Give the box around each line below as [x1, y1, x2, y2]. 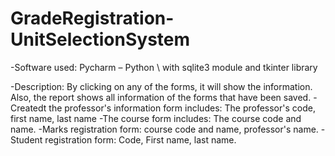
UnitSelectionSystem [10, 28, 191, 51]
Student [10, 133, 43, 146]
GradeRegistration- [10, 7, 175, 30]
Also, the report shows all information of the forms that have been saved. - [10, 91, 318, 103]
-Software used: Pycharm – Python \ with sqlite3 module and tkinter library [10, 61, 318, 73]
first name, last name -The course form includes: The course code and [10, 112, 302, 124]
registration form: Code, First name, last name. [44, 133, 237, 146]
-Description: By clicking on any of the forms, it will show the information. [10, 80, 313, 92]
